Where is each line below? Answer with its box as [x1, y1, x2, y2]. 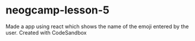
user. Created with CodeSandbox [5, 29, 87, 36]
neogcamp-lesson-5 [5, 4, 110, 17]
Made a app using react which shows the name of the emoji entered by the [5, 23, 189, 30]
